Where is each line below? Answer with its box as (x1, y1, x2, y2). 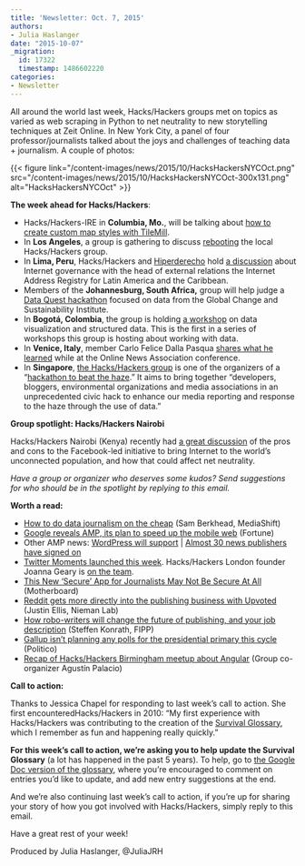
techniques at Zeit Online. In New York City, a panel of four (10, 125, 231, 136)
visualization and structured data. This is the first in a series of (23, 323, 257, 334)
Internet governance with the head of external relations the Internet (23, 265, 276, 276)
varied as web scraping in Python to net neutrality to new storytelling (10, 116, 268, 126)
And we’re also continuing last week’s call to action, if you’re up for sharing (10, 790, 290, 801)
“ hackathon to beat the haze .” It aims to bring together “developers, (23, 371, 277, 382)
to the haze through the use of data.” (23, 400, 162, 411)
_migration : (10, 47, 55, 56)
